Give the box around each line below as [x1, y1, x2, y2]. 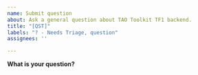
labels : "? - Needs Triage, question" [7, 29, 118, 36]
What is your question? [7, 60, 76, 68]
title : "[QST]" [7, 22, 51, 29]
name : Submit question [7, 10, 72, 17]
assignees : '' [7, 35, 48, 42]
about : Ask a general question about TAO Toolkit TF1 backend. [7, 16, 192, 23]
